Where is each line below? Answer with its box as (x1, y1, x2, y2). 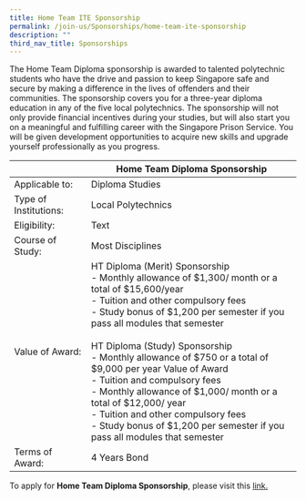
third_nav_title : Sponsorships (9, 38, 128, 48)
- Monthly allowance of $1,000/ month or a (90, 385, 278, 398)
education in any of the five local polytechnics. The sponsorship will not (9, 102, 280, 114)
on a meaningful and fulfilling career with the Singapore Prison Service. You (9, 122, 294, 133)
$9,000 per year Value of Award (90, 362, 229, 375)
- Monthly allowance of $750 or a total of (90, 352, 269, 364)
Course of (14, 234, 57, 247)
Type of (14, 193, 47, 206)
